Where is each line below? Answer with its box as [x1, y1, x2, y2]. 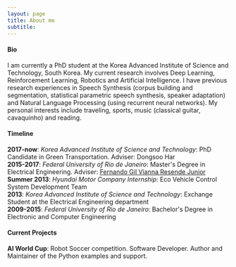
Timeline [7, 130, 34, 138]
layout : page [7, 10, 46, 18]
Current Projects [7, 228, 57, 237]
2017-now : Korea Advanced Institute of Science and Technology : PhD [7, 145, 212, 154]
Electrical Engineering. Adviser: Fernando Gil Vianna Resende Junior [7, 167, 206, 176]
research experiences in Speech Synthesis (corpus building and [7, 83, 193, 92]
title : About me [7, 17, 55, 24]
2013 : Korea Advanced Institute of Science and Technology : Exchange [7, 190, 213, 198]
